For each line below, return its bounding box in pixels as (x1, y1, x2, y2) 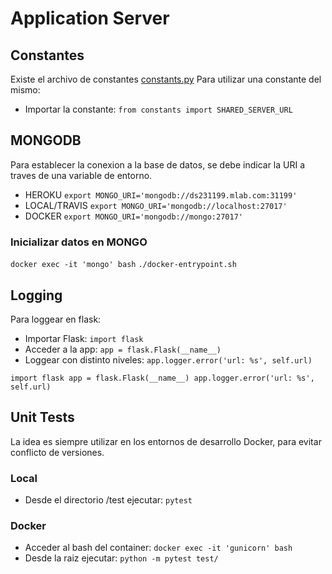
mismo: (10, 84, 41, 96)
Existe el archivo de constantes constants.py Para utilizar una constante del (10, 73, 322, 85)
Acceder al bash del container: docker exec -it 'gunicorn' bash (24, 542, 293, 554)
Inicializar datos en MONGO (10, 235, 148, 249)
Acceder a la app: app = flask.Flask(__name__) (24, 343, 222, 355)
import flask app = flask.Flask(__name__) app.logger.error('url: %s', (10, 373, 315, 383)
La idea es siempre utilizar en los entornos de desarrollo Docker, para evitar (10, 435, 322, 447)
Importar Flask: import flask (24, 332, 144, 344)
